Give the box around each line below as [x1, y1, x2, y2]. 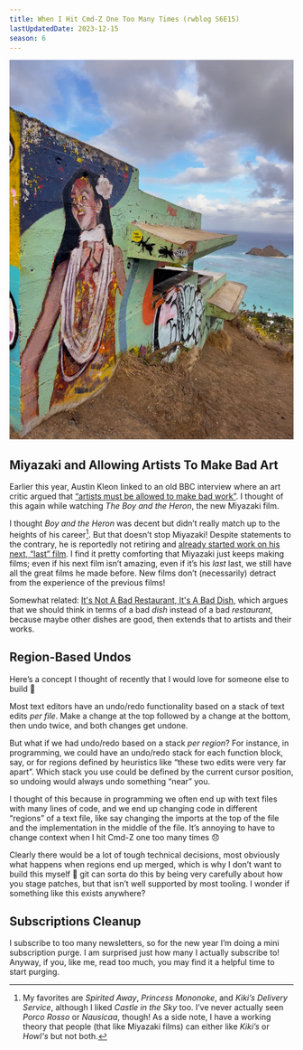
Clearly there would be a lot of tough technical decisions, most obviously [9, 849, 280, 860]
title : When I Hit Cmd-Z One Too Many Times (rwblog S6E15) [9, 14, 241, 23]
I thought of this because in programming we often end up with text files [9, 793, 278, 804]
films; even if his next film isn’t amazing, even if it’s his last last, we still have [9, 558, 292, 568]
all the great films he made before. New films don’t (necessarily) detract [9, 567, 277, 578]
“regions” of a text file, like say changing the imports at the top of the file [9, 812, 280, 823]
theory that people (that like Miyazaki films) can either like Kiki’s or [22, 1021, 270, 1032]
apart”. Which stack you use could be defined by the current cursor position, [9, 766, 294, 777]
